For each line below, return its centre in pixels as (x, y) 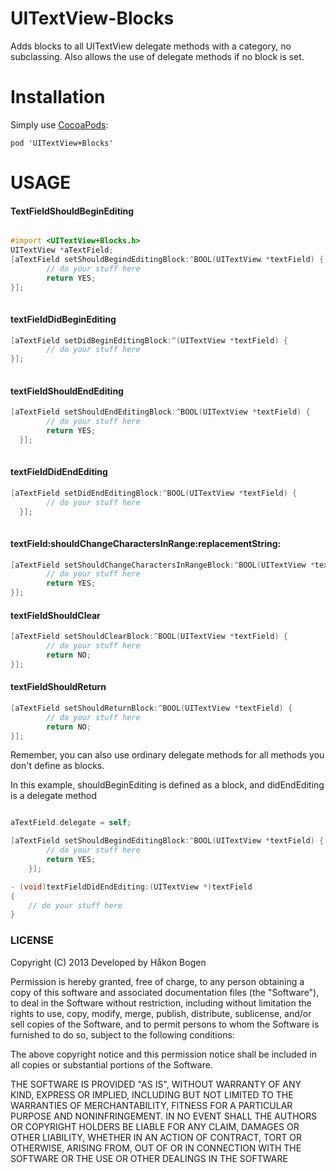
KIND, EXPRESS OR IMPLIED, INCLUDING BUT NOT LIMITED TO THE (152, 1094)
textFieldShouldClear (55, 615)
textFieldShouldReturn (58, 687)
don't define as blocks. (57, 766)
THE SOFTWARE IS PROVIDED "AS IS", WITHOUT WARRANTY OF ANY (156, 1084)
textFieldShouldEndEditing (67, 391)
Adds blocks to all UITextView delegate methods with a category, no (151, 46)
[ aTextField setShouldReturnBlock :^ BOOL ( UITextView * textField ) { (151, 708)
